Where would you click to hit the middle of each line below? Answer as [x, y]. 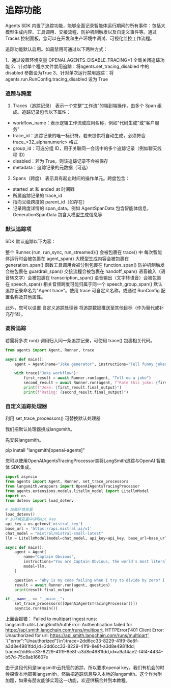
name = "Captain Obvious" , [50, 557]
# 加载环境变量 [19, 510]
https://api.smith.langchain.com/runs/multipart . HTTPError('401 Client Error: [85, 630]
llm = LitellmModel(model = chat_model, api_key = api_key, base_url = [77, 538]
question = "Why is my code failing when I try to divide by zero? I [90, 580]
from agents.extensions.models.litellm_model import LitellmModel [77, 491]
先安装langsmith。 [25, 440]
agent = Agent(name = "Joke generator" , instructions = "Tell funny [84, 364]
